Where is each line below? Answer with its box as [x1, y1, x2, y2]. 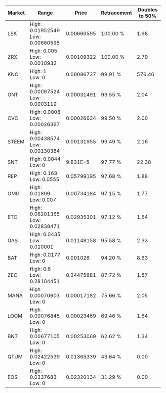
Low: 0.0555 [29, 176, 60, 182]
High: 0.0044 [29, 156, 61, 162]
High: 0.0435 [29, 231, 61, 238]
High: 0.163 [29, 170, 58, 176]
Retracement [101, 9, 132, 16]
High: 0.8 [29, 265, 51, 272]
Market [7, 9, 25, 16]
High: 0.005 [29, 47, 58, 54]
